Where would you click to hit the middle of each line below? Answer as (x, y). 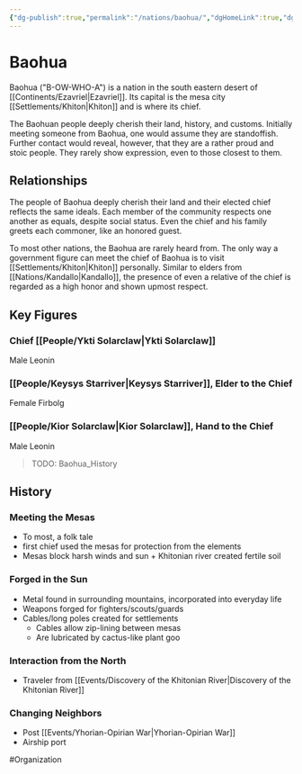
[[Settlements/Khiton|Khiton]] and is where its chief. (105, 106)
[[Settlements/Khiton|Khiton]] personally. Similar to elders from (126, 267)
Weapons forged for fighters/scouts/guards (103, 608)
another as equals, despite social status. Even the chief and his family (138, 221)
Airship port (44, 742)
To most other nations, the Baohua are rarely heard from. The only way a (144, 248)
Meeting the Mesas (53, 517)
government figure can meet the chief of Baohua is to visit (117, 258)
